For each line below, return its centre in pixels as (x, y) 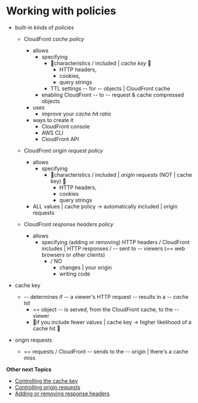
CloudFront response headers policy (69, 224)
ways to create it (53, 120)
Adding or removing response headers (62, 393)
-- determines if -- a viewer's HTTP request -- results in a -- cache (106, 296)
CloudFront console (66, 126)
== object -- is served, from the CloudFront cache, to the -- (106, 309)
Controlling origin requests (47, 387)
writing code (75, 274)
